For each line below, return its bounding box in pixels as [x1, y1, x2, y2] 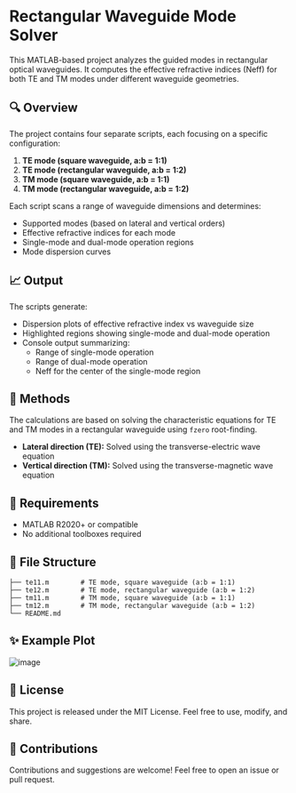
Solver [9, 25, 58, 45]
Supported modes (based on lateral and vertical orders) [21, 218, 226, 228]
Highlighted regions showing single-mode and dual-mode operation [21, 327, 270, 339]
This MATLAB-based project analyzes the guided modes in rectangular [9, 54, 269, 65]
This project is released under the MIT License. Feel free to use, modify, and [9, 706, 288, 717]
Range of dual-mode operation [35, 356, 148, 366]
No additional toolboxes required [21, 529, 142, 540]
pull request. [9, 774, 55, 785]
